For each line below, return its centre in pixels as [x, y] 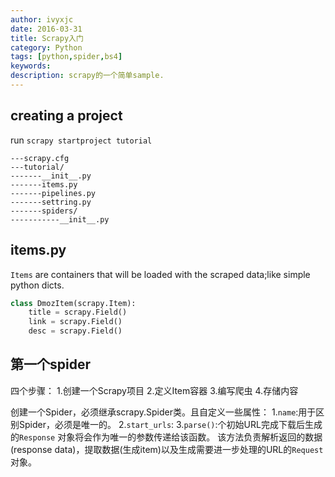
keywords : [31, 66]
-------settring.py [51, 202]
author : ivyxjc [42, 19]
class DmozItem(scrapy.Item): [73, 303]
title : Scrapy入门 [47, 38]
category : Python [46, 47]
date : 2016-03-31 [46, 29]
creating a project [66, 116]
